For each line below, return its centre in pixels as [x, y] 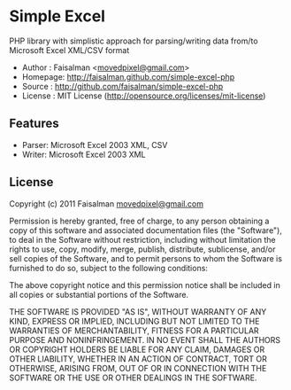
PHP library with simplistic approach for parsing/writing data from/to [134, 41]
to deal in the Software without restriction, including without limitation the [142, 239]
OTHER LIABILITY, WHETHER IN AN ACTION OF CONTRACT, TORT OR [138, 359]
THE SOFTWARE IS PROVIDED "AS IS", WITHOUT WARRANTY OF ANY [138, 311]
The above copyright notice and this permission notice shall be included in [145, 285]
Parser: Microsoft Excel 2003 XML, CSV [95, 144]
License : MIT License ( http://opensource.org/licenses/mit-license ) [144, 96]
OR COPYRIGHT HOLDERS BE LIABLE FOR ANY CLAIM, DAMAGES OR [137, 349]
